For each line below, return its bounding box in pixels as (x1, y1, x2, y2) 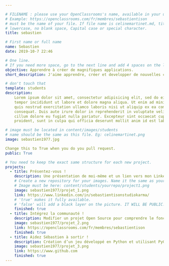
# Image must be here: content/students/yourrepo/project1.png (14, 183, 150, 188)
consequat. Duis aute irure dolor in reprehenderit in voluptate (14, 109, 154, 114)
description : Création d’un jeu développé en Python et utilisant (14, 239, 156, 244)
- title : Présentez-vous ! (10, 169, 66, 174)
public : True (5, 150, 33, 156)
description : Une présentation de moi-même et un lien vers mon (14, 174, 152, 179)
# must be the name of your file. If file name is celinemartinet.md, (5, 21, 156, 26)
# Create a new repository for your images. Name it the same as (14, 179, 154, 184)
